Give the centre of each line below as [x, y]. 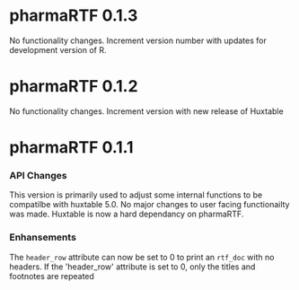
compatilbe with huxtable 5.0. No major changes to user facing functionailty [149, 205]
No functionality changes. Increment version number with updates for [138, 40]
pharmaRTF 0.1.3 [74, 16]
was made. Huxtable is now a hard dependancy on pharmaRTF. [127, 214]
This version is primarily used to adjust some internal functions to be [136, 195]
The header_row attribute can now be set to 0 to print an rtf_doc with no [142, 257]
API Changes [38, 175]
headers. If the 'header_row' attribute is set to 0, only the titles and [132, 267]
